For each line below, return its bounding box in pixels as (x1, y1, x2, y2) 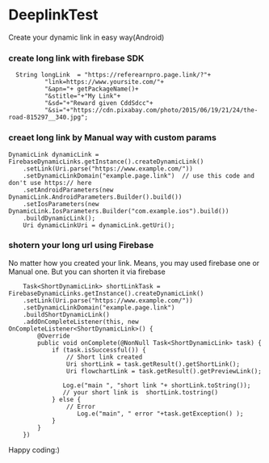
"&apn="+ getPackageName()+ (44, 85, 139, 94)
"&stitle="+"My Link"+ (44, 92, 121, 100)
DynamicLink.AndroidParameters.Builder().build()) (8, 192, 183, 201)
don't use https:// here (8, 179, 92, 187)
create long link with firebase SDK (8, 53, 145, 64)
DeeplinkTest (8, 6, 99, 24)
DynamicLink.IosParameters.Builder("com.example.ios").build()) (8, 207, 229, 215)
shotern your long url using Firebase (8, 240, 154, 251)
